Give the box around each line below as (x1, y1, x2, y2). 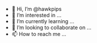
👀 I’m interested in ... (11, 12, 62, 19)
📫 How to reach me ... (11, 31, 66, 37)
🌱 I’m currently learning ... (11, 18, 75, 24)
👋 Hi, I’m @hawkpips (11, 6, 62, 12)
